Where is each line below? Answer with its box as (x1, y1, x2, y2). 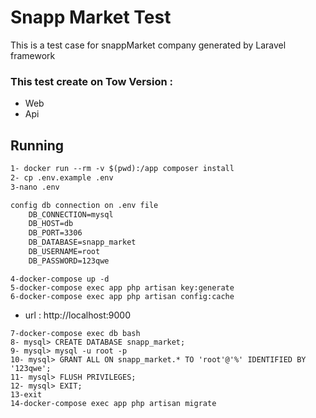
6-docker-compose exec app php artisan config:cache (10, 291, 235, 301)
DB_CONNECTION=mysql (28, 209, 114, 220)
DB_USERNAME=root (28, 247, 101, 257)
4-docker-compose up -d (10, 274, 110, 284)
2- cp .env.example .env (10, 172, 114, 183)
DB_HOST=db (28, 219, 74, 229)
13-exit (10, 389, 43, 400)
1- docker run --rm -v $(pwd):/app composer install (10, 164, 235, 174)
